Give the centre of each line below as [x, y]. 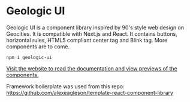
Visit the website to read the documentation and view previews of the [92, 68]
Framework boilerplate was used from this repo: [65, 86]
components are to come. [38, 47]
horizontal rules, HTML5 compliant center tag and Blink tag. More [87, 40]
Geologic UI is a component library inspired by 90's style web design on [95, 27]
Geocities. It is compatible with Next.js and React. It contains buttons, [92, 33]
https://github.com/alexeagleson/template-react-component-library [90, 92]
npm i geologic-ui [29, 57]
